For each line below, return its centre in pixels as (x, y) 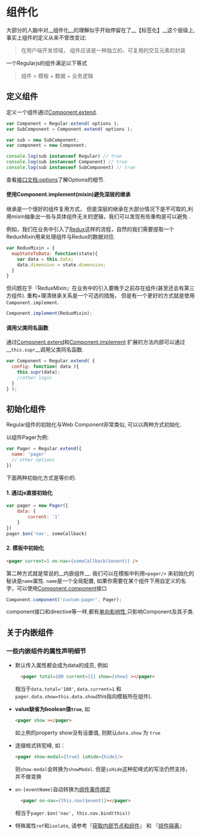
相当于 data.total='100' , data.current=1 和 (68, 689)
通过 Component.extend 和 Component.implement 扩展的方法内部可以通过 (96, 342)
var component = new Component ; (46, 145)
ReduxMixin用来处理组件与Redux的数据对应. (61, 237)
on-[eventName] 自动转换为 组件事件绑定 (63, 789)
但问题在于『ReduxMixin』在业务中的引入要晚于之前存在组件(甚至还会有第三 (100, 288)
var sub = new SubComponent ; (43, 140)
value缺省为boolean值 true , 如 (52, 709)
